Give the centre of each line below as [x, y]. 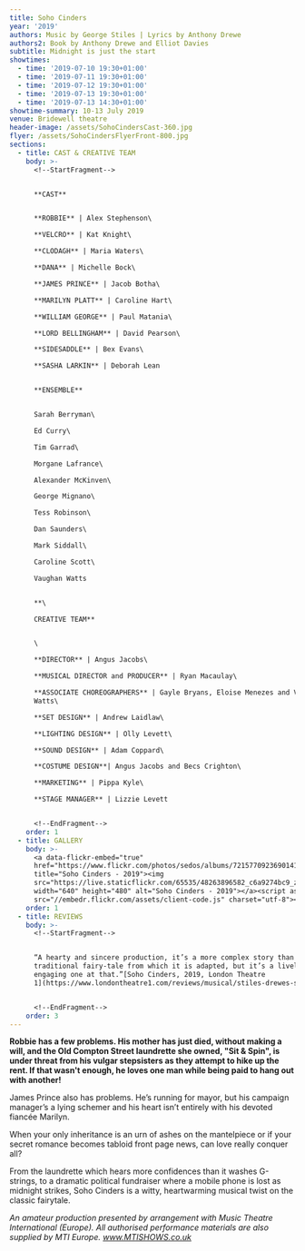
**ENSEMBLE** [58, 390]
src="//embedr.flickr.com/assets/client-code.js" [129, 900]
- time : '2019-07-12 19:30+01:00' [83, 85]
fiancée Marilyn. [39, 1117]
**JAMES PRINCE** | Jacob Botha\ [97, 284]
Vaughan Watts [60, 578]
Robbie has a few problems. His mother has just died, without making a [146, 1041]
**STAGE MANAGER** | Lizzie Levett [101, 800]
